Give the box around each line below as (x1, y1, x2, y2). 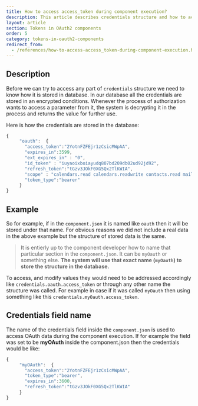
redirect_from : (6, 42, 44, 48)
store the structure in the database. (20, 263, 110, 270)
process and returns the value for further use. (6, 110, 117, 117)
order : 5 (6, 31, 28, 37)
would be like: (6, 344, 40, 352)
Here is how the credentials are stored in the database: (6, 121, 140, 128)
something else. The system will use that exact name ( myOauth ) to (20, 257, 182, 263)
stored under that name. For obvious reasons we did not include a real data (6, 226, 189, 233)
